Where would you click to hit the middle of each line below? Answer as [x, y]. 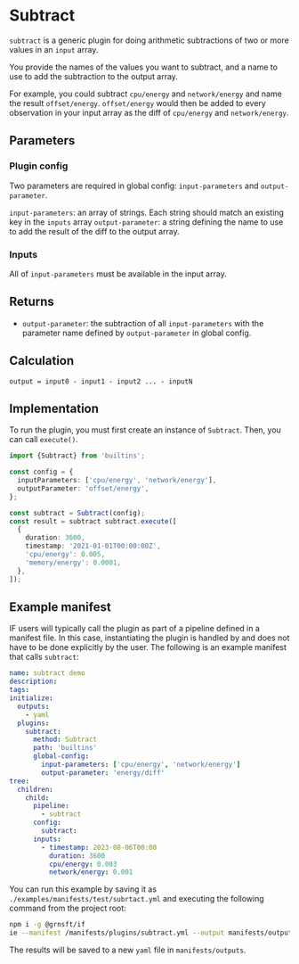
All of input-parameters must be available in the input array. [118, 274]
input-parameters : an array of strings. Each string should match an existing [147, 212]
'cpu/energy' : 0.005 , [65, 555]
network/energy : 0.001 [91, 872]
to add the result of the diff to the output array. [94, 231]
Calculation [42, 361]
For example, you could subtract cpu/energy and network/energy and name [145, 94]
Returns [32, 302]
